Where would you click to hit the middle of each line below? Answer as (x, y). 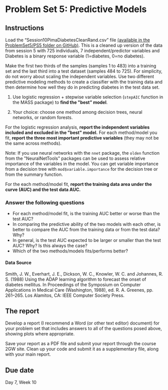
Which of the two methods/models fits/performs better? (70, 251)
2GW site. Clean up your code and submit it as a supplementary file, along (82, 349)
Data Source (18, 263)
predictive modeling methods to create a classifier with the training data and (84, 82)
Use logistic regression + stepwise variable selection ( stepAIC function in (88, 97)
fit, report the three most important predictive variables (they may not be (82, 138)
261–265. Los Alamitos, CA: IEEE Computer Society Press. (65, 295)
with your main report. (28, 354)
